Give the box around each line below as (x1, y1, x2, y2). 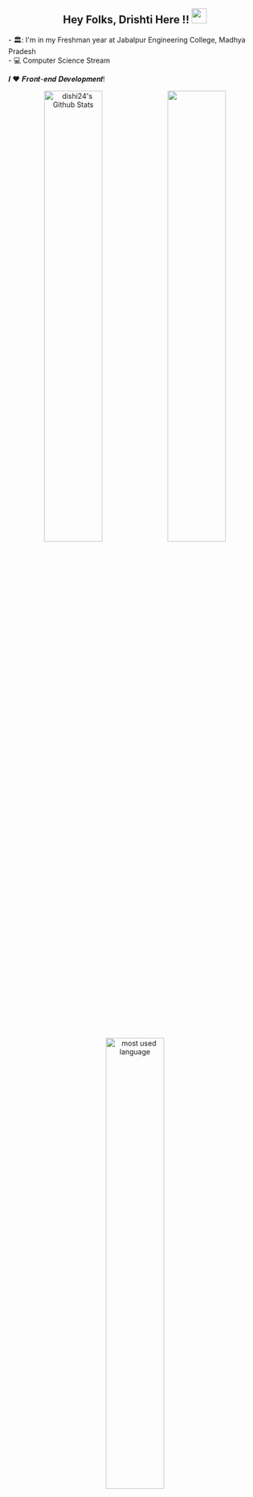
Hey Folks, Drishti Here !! (63, 13, 190, 27)
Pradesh (8, 46, 36, 56)
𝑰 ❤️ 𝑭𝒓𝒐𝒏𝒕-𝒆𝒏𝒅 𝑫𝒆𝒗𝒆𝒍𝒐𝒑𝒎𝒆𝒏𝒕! (8, 74, 106, 84)
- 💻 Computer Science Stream (8, 55, 111, 65)
